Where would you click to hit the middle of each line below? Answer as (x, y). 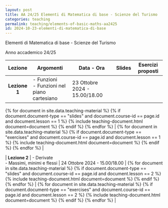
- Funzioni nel (49, 86)
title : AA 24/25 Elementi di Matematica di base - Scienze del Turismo (81, 15)
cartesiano (45, 98)
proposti (148, 71)
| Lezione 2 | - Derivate (29, 158)
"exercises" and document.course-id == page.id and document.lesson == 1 (83, 137)
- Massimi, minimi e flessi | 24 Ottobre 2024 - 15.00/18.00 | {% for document (84, 163)
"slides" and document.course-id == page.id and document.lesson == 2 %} (83, 174)
